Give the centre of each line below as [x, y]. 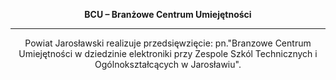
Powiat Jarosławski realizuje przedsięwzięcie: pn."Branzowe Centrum [168, 43]
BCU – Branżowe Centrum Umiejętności [168, 14]
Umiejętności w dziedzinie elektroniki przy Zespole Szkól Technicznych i [168, 53]
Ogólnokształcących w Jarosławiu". [168, 64]
